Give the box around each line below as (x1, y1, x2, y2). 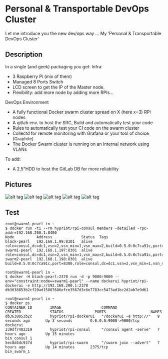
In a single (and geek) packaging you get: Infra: (5, 63, 103, 69)
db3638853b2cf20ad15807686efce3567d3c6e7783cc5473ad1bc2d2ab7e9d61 (5, 288, 149, 293)
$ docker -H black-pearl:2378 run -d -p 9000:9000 (5, 275, 113, 280)
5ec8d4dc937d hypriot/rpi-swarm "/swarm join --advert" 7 (5, 340, 160, 345)
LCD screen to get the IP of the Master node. (12, 84, 105, 90)
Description (5, 50, 42, 59)
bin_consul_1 (5, 336, 32, 341)
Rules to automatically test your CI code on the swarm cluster (12, 125, 139, 131)
